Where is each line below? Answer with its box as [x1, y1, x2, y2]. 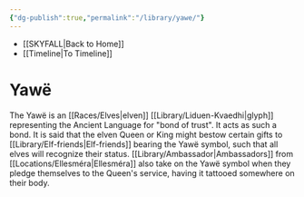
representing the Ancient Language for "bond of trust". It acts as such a [9, 119, 277, 130]
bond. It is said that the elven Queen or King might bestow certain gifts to [9, 129, 283, 140]
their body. [9, 177, 50, 188]
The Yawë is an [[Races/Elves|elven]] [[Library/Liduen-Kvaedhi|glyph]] [9, 110, 274, 121]
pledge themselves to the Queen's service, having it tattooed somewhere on [9, 167, 295, 178]
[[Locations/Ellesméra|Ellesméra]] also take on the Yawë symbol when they [9, 158, 291, 169]
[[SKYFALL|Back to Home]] [22, 38, 124, 49]
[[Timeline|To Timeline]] [22, 47, 113, 59]
